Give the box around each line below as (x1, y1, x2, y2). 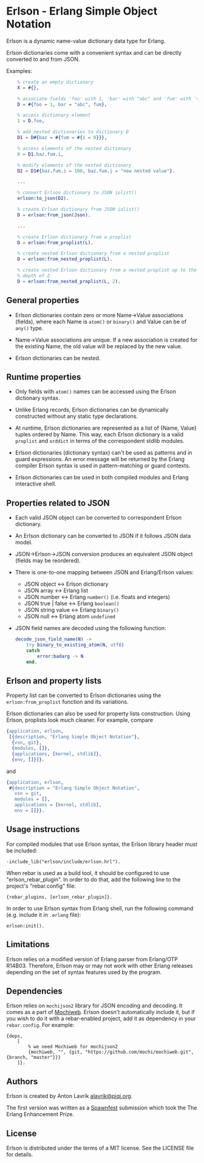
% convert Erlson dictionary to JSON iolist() (17, 190, 137, 196)
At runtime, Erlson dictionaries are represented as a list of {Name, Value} (15, 424, 197, 432)
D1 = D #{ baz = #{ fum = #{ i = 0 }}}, (17, 135, 107, 141)
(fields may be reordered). (15, 557, 81, 564)
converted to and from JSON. (6, 55, 80, 63)
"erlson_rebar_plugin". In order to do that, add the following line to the (6, 876, 181, 883)
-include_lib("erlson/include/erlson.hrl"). (6, 859, 121, 865)
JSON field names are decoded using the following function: (15, 625, 166, 632)
